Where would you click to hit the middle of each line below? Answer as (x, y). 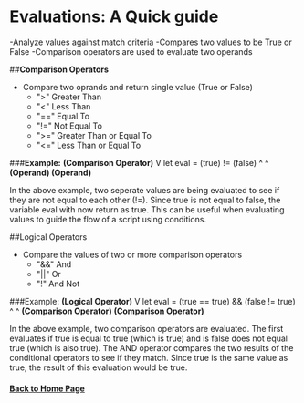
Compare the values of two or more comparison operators (132, 254)
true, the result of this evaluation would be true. (99, 367)
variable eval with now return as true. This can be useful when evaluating (147, 209)
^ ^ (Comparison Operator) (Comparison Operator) (107, 311)
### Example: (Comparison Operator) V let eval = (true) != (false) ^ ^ (139, 162)
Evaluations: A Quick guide (114, 17)
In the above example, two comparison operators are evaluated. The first (147, 328)
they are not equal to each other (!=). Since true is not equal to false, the (145, 200)
